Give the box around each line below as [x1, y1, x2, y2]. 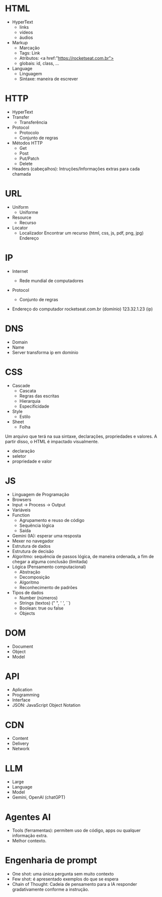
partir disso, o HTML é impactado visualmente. [5, 438, 99, 444]
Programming [12, 692, 40, 698]
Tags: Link [19, 50, 40, 56]
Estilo [19, 413, 31, 419]
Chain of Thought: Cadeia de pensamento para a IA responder [12, 881, 137, 887]
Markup [12, 39, 28, 45]
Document [12, 643, 33, 649]
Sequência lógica [19, 522, 54, 528]
